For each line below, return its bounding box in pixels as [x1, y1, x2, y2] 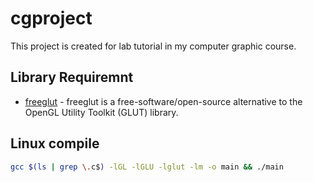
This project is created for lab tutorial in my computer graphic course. [10, 40, 297, 52]
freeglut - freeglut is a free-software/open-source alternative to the [24, 95, 303, 107]
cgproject [10, 7, 93, 30]
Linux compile [10, 135, 100, 152]
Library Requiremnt [10, 69, 134, 86]
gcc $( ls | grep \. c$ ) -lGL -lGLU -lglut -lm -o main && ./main [10, 162, 284, 172]
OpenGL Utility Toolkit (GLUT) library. [24, 106, 179, 118]
